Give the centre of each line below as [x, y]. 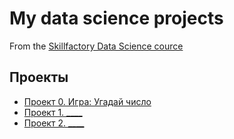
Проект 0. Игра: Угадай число [87, 101]
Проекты [39, 77]
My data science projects [116, 18]
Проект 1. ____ [53, 112]
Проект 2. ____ [54, 123]
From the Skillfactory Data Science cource [96, 46]
